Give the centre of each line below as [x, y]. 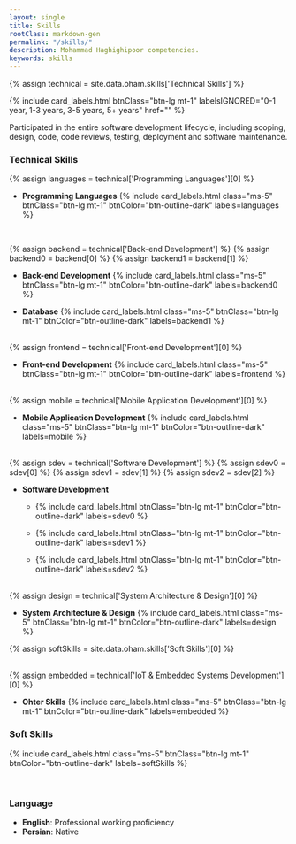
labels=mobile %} [54, 437]
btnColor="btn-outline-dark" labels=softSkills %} [99, 763]
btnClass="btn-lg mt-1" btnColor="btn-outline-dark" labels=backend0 [150, 285]
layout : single [37, 17]
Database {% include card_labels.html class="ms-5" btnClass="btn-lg [150, 311]
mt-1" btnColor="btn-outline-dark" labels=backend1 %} [123, 321]
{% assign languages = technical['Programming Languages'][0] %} [132, 179]
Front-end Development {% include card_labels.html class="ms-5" [144, 364]
